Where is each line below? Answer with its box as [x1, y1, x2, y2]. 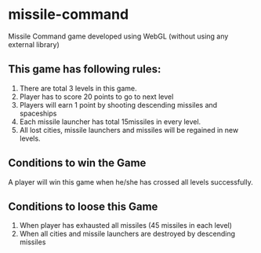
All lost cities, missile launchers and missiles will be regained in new [19, 125, 239, 134]
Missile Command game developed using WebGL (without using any [8, 31, 229, 41]
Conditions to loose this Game [8, 200, 158, 213]
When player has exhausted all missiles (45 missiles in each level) [19, 221, 233, 230]
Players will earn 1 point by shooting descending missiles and [19, 100, 218, 109]
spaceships [19, 108, 57, 118]
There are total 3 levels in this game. [19, 83, 137, 93]
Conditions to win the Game [8, 156, 147, 170]
